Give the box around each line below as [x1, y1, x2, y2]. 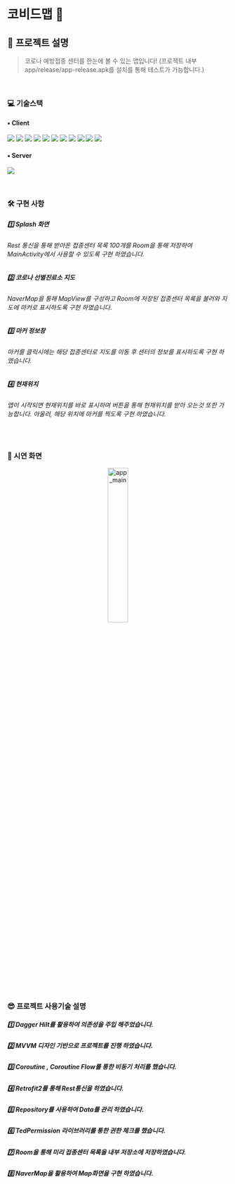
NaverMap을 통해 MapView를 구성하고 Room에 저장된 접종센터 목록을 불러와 [7, 294, 220, 303]
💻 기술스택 [7, 98, 43, 108]
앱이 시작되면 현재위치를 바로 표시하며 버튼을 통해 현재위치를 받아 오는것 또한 [7, 401, 217, 409]
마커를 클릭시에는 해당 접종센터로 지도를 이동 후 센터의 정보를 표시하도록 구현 [7, 348, 217, 356]
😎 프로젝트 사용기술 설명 [7, 1002, 86, 1011]
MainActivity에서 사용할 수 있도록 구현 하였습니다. [7, 250, 145, 258]
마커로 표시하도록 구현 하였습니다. [20, 304, 112, 312]
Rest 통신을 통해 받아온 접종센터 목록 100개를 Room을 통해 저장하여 [7, 241, 193, 250]
